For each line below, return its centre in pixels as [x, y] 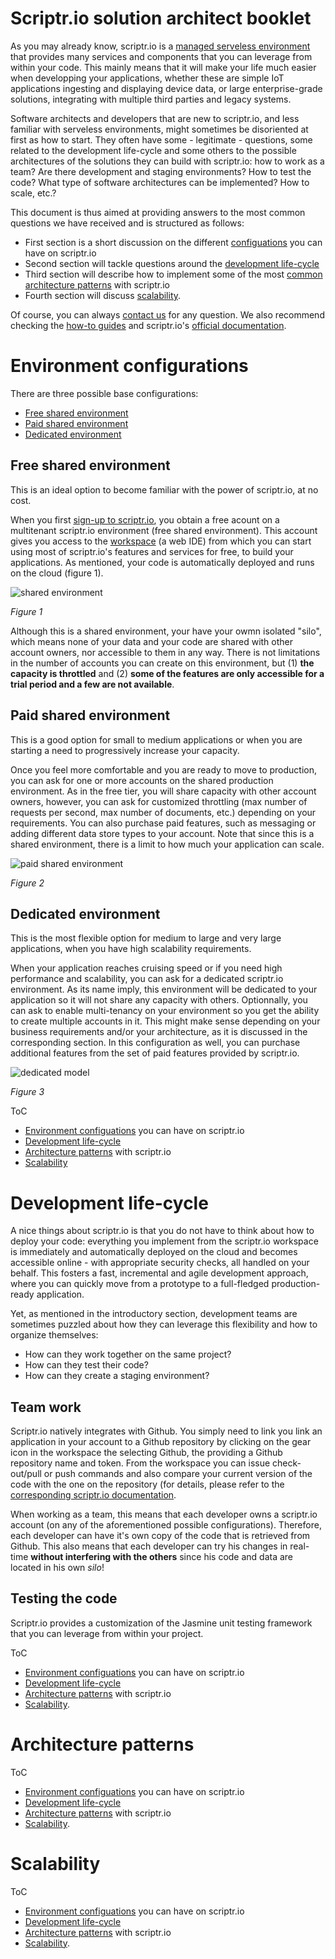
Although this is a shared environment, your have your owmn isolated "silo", [166, 631]
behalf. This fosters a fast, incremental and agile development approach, [159, 1273]
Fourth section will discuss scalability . [103, 295]
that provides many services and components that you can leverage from [161, 56]
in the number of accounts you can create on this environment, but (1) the [162, 663]
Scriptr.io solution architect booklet [161, 18]
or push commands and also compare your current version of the [178, 1474]
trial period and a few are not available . [92, 684]
